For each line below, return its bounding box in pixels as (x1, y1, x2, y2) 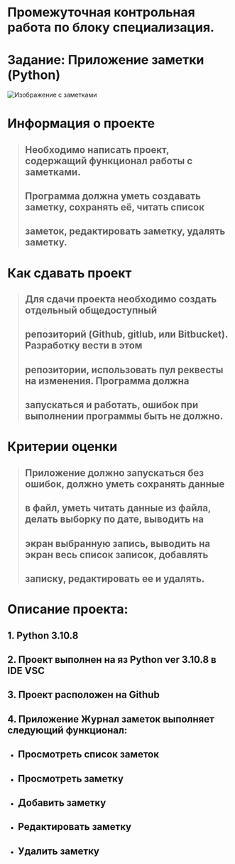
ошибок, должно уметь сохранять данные (24, 478, 225, 490)
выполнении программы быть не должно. (24, 410, 224, 422)
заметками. (24, 166, 81, 178)
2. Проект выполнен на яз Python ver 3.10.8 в (7, 654, 217, 666)
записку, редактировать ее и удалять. (24, 572, 205, 585)
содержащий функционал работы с (24, 154, 193, 167)
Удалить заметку (17, 845, 100, 857)
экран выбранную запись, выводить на (24, 538, 211, 550)
